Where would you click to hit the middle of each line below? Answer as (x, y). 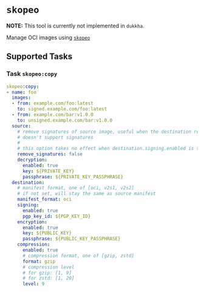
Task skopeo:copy (32, 74)
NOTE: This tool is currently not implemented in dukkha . (75, 25)
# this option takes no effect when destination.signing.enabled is (106, 149)
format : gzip (39, 261)
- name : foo (21, 92)
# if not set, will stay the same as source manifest (87, 194)
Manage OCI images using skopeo (48, 37)
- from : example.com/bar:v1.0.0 (53, 115)
